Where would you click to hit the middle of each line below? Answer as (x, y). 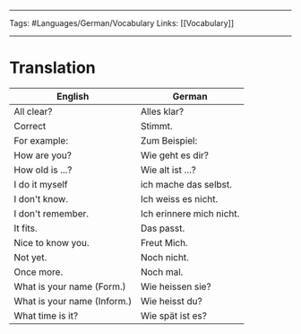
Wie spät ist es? (174, 315)
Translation (52, 68)
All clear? (33, 111)
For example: (41, 140)
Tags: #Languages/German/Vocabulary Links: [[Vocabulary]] (122, 23)
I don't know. (41, 198)
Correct (30, 126)
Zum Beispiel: (169, 140)
